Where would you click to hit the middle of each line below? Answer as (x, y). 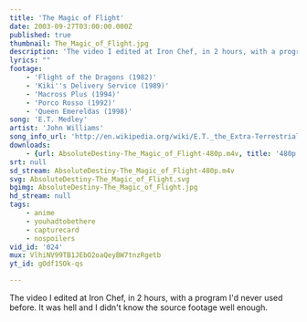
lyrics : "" (30, 60)
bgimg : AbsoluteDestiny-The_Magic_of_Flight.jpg (104, 188)
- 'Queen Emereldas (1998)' (79, 111)
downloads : (30, 145)
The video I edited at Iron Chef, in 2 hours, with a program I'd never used (146, 298)
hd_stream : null (40, 196)
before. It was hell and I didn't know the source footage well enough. (138, 307)
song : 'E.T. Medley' (49, 119)
